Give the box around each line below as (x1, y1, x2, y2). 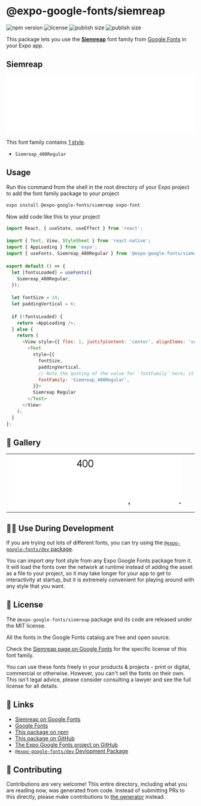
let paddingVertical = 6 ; (11, 301, 77, 307)
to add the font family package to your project (6, 190, 120, 197)
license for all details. (6, 682, 59, 689)
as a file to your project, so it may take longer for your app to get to (6, 570, 172, 577)
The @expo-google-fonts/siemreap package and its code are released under (6, 616, 193, 623)
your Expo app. (6, 42, 44, 49)
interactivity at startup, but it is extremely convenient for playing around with (6, 576, 194, 583)
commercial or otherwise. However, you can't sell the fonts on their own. (6, 669, 185, 677)
